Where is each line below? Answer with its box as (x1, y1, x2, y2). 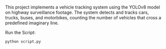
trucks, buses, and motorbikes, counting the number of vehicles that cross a (5, 15, 162, 20)
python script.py (5, 39, 41, 44)
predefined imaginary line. (5, 20, 59, 26)
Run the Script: (5, 30, 36, 35)
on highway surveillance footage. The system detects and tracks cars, (5, 9, 149, 15)
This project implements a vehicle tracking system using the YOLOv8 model (5, 4, 161, 10)
